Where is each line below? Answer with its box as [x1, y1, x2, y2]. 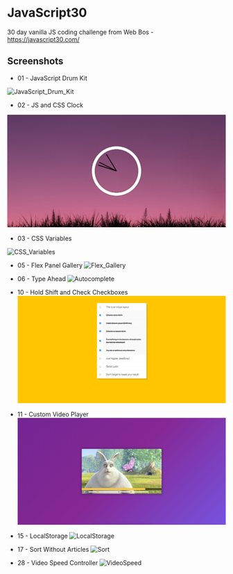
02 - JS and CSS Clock [17, 101, 83, 109]
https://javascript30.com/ [7, 35, 80, 43]
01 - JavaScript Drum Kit [17, 74, 88, 82]
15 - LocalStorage [17, 532, 68, 540]
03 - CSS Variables [17, 234, 72, 243]
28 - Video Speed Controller [17, 558, 98, 567]
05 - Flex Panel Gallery [17, 261, 83, 270]
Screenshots [7, 56, 64, 67]
